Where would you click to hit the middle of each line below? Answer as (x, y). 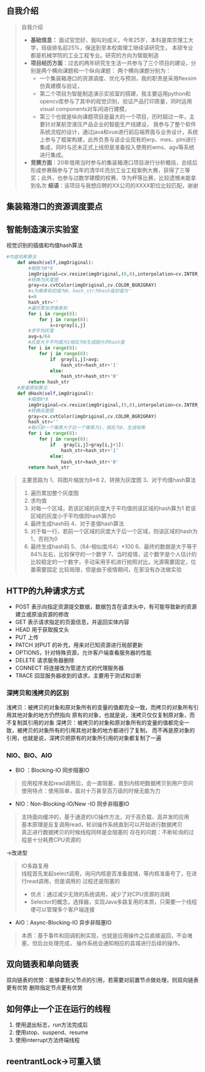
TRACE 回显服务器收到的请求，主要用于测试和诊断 (78, 676)
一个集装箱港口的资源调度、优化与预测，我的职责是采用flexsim (118, 78)
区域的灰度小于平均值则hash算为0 (73, 516)
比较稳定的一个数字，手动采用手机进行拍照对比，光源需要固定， (110, 562)
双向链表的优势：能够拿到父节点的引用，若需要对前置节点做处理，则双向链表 (103, 980)
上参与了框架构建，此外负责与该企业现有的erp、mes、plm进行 (118, 139)
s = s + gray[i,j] (68, 325)
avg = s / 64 (39, 337)
